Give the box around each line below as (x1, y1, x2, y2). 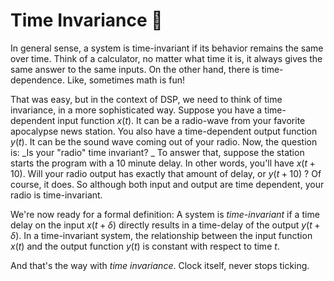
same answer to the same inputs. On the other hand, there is (10, 63, 260, 75)
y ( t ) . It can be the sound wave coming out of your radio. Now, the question (10, 135, 318, 148)
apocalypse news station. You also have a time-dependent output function (10, 125, 318, 137)
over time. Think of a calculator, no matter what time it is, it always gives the (10, 52, 323, 64)
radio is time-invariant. (10, 189, 103, 201)
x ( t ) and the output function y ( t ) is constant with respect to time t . (10, 240, 280, 252)
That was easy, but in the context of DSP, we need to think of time (10, 93, 283, 105)
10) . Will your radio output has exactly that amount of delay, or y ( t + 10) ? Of (10, 167, 322, 179)
